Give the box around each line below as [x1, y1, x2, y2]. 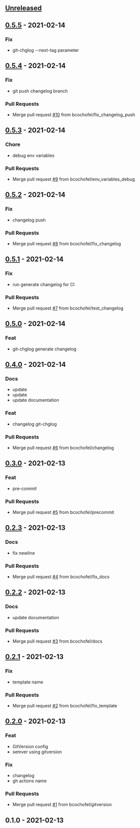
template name [12, 679, 43, 685]
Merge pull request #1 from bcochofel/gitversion [12, 802, 112, 808]
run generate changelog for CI [12, 281, 75, 287]
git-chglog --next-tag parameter [12, 47, 79, 53]
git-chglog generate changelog [12, 346, 77, 352]
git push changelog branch [12, 88, 68, 94]
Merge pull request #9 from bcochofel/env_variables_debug [12, 176, 136, 182]
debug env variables [12, 152, 55, 159]
